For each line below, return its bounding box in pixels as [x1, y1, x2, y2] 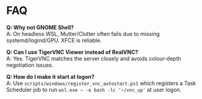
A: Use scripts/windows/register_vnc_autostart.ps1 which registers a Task [6, 80, 197, 87]
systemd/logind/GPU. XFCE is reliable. [6, 36, 102, 44]
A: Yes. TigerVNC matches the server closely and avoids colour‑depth [6, 55, 181, 62]
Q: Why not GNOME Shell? [6, 24, 74, 31]
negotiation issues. [6, 61, 53, 69]
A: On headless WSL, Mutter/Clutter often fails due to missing [6, 30, 160, 37]
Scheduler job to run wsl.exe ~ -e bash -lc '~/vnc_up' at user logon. [6, 86, 182, 93]
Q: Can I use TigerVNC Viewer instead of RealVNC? [6, 48, 138, 55]
